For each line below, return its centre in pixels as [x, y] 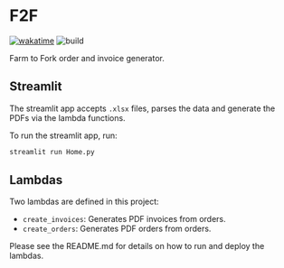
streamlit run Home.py [52, 152]
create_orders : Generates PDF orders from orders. [117, 229]
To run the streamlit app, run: [63, 135]
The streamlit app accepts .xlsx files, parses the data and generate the [142, 108]
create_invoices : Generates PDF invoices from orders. [124, 219]
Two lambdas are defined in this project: [85, 202]
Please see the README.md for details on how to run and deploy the [137, 246]
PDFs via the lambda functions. [67, 117]
